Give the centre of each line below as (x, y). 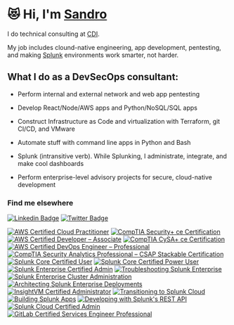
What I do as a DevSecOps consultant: (93, 77)
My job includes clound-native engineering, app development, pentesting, (114, 47)
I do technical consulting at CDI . (53, 34)
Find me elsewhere (40, 203)
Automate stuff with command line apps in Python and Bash (104, 142)
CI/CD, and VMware (46, 129)
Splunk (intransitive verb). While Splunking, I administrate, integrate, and (122, 156)
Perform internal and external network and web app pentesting (109, 94)
